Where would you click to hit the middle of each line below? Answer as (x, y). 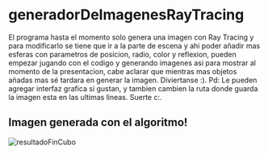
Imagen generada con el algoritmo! (98, 123)
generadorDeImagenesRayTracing (126, 15)
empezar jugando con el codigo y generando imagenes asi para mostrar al (132, 63)
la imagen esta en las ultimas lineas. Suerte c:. (86, 97)
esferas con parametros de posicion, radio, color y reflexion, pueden (122, 54)
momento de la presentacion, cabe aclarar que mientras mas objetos (123, 71)
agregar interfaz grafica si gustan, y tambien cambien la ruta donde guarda (133, 88)
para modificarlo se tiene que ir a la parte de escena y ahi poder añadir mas (134, 45)
